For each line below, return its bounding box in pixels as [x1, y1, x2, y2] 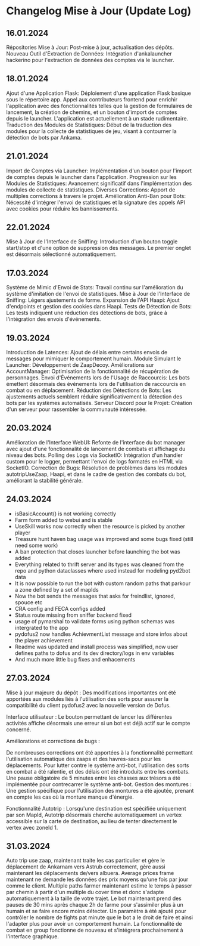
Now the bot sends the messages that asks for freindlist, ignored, [14, 592, 176, 599]
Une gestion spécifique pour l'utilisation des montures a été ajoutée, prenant [6, 787, 194, 794]
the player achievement [14, 636, 73, 644]
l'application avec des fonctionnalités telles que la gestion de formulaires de [6, 102, 192, 109]
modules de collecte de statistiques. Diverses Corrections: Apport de [6, 186, 176, 193]
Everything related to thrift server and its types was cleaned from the [14, 561, 185, 568]
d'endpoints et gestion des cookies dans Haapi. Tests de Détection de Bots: [6, 303, 192, 310]
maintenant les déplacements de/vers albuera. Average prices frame [6, 870, 174, 877]
